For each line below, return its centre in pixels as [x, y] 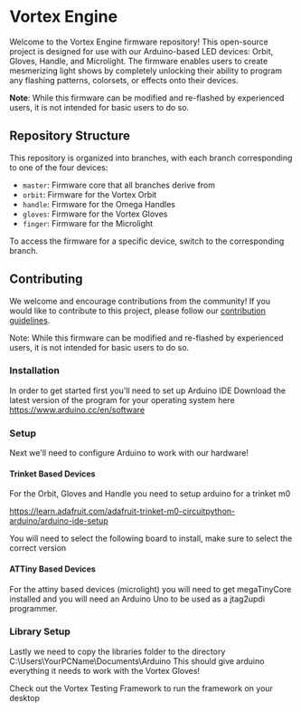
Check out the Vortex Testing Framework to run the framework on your [141, 688]
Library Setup [40, 631]
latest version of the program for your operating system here [122, 399]
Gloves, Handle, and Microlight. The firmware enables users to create [139, 61]
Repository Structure [70, 136]
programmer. [33, 608]
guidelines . [30, 320]
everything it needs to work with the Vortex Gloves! [105, 670]
